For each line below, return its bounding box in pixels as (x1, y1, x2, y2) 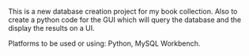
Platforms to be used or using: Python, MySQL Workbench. (8, 39, 201, 48)
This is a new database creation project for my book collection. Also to (8, 7, 238, 16)
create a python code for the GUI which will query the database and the (8, 15, 242, 24)
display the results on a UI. (8, 24, 95, 32)
